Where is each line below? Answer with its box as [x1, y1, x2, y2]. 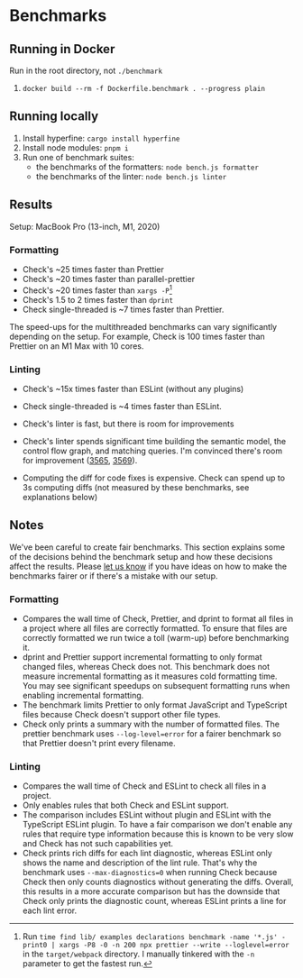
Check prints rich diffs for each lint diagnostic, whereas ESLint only [22, 848, 272, 859]
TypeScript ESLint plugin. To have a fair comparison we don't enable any [22, 819, 293, 830]
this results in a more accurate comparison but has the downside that [22, 886, 280, 897]
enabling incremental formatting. [22, 690, 144, 700]
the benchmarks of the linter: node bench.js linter [35, 170, 227, 181]
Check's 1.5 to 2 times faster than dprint [22, 294, 174, 305]
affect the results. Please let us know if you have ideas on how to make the [9, 561, 287, 571]
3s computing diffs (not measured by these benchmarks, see [22, 481, 250, 492]
